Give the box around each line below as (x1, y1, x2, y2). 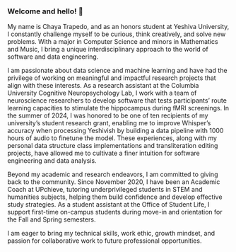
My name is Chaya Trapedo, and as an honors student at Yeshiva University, (7, 23, 230, 31)
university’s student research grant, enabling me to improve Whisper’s (7, 119, 211, 127)
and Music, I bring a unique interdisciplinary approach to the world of (7, 45, 208, 54)
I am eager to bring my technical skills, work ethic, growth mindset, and (7, 229, 216, 238)
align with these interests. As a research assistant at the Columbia (7, 81, 199, 90)
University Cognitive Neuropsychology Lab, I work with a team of (7, 88, 197, 98)
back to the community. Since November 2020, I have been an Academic (7, 178, 220, 186)
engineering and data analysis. (7, 156, 97, 165)
